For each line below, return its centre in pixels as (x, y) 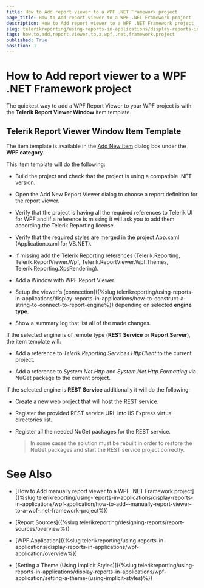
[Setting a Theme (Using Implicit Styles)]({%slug (76, 565)
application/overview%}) (46, 553)
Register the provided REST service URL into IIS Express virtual (94, 413)
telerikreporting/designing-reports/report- (132, 522)
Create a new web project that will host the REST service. (87, 401)
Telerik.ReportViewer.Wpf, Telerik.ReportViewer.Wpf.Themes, (92, 261)
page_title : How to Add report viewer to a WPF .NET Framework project (99, 18)
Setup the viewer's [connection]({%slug (65, 292)
